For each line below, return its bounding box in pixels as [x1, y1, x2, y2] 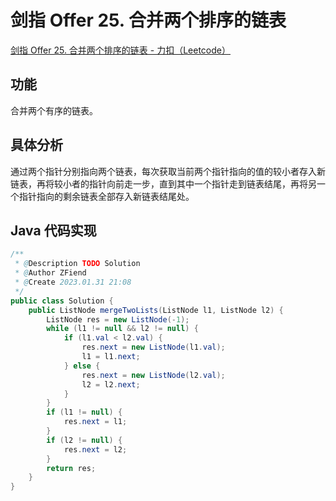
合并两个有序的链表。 [10, 104, 98, 116]
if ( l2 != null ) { [46, 435, 123, 445]
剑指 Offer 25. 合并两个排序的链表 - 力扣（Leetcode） [10, 44, 231, 56]
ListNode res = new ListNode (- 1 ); [46, 314, 190, 325]
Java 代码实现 [10, 222, 97, 239]
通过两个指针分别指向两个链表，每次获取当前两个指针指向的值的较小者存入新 [10, 165, 326, 177]
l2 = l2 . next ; [81, 379, 141, 390]
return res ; [46, 463, 97, 473]
